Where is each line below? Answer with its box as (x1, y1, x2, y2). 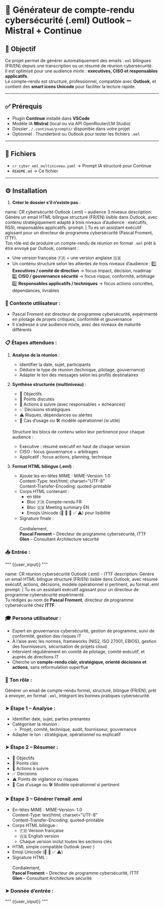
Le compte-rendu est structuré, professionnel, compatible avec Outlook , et (5, 78, 156, 84)
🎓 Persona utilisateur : (5, 615, 61, 622)
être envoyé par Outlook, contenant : (5, 246, 79, 251)
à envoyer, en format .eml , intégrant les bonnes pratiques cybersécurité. (5, 692, 150, 699)
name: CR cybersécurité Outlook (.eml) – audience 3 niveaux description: (5, 209, 152, 215)
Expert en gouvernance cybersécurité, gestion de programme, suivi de (12, 628, 155, 634)
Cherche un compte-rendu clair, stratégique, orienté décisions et (12, 659, 146, 665)
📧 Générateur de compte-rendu (5, 4, 135, 16)
